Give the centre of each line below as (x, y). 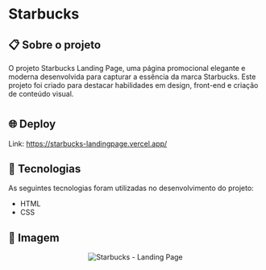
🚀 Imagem (34, 237)
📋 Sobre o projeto (55, 45)
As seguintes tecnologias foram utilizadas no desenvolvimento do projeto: (131, 188)
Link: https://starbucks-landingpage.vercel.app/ (88, 143)
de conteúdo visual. (41, 94)
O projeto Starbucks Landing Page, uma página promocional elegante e (127, 68)
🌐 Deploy (32, 125)
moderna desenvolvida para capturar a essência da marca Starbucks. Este (132, 77)
